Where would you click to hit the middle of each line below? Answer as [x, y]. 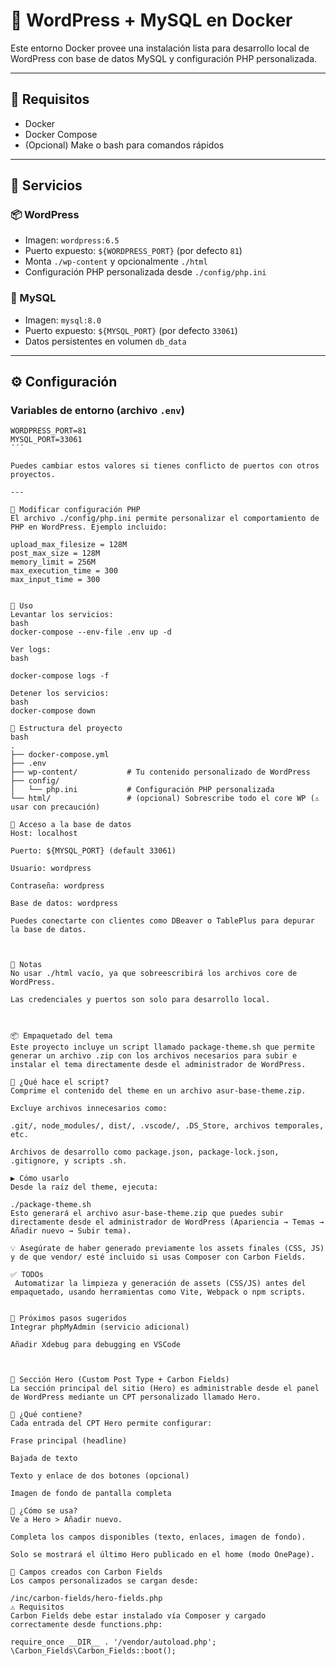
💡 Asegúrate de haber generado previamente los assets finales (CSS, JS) [167, 1249]
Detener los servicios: [60, 694]
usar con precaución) [55, 807]
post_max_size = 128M [55, 554]
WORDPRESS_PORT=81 [48, 431]
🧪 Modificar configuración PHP [75, 510]
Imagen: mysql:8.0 [63, 320]
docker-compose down [53, 711]
